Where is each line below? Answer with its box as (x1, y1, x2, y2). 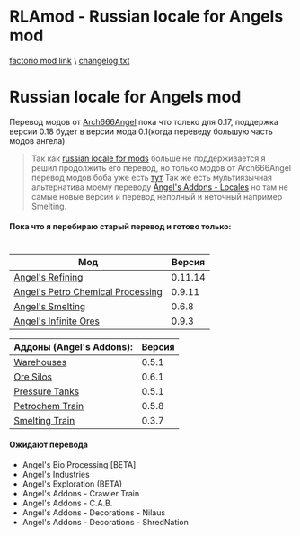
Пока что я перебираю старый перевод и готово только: (9, 221, 232, 232)
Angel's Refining (13, 271, 84, 283)
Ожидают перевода (9, 439, 88, 451)
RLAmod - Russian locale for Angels (9, 6, 284, 27)
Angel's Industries (22, 469, 90, 479)
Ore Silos (13, 371, 52, 383)
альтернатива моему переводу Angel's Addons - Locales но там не (31, 182, 289, 192)
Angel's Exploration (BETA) (22, 478, 123, 489)
